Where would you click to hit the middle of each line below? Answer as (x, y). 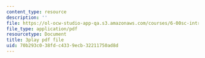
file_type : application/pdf (42, 29)
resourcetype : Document (37, 34)
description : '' (27, 18)
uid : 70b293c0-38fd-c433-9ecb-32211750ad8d (63, 46)
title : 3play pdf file (35, 40)
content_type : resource (37, 12)
